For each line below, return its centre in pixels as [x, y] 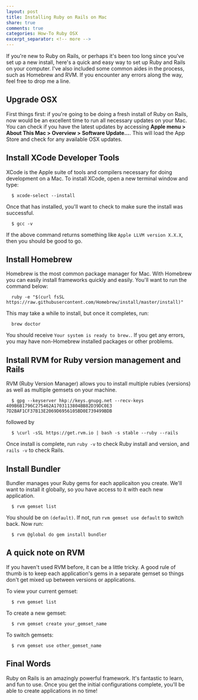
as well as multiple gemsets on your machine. [61, 390]
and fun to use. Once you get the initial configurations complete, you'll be [95, 684]
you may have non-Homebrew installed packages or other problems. [90, 342]
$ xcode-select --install [43, 195]
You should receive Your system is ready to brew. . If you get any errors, [95, 335]
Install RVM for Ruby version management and [94, 360]
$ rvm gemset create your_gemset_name [59, 624]
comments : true [25, 28]
